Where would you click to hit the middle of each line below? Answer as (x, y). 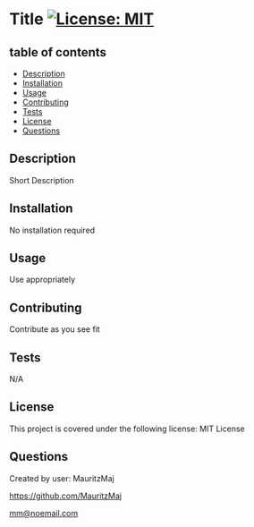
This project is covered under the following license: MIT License (127, 429)
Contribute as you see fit (55, 329)
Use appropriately (42, 280)
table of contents (58, 52)
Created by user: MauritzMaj (62, 478)
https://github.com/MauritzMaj (66, 496)
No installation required (52, 230)
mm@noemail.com (44, 513)
